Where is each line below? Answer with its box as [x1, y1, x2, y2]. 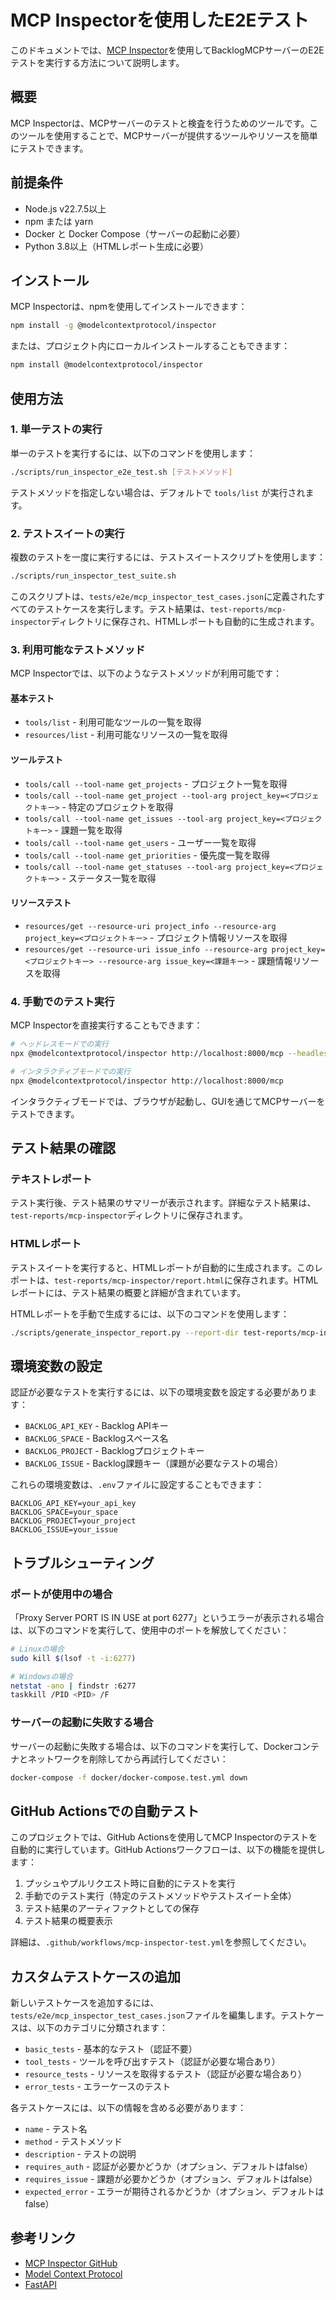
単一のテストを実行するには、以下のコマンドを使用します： [10, 447, 256, 459]
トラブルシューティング [10, 1554, 155, 1571]
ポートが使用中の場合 [10, 1587, 113, 1601]
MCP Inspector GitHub [24, 2257, 118, 2269]
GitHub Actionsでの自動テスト [10, 1802, 200, 1820]
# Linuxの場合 [10, 1644, 65, 1654]
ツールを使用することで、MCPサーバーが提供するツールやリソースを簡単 [18, 129, 318, 141]
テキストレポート [10, 1172, 93, 1186]
